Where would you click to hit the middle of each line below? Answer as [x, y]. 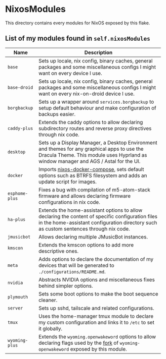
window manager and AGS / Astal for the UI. [90, 161]
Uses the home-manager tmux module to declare [96, 316]
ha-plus [17, 219]
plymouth [18, 297]
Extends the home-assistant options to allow [91, 210]
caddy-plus [20, 128]
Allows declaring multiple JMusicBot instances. [93, 237]
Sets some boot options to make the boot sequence [99, 294]
